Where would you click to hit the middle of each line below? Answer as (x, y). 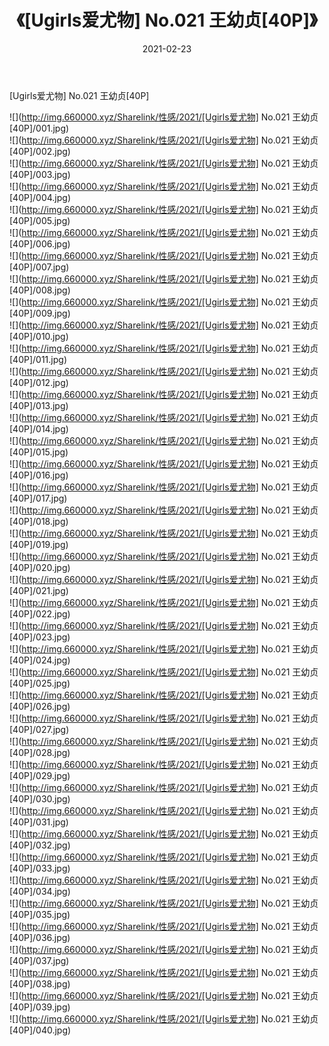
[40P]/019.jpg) (39, 544)
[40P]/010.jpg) (39, 336)
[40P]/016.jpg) (39, 475)
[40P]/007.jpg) (39, 267)
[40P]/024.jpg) (40, 660)
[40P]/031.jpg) (39, 822)
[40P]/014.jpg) (39, 428)
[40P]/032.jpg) (40, 845)
